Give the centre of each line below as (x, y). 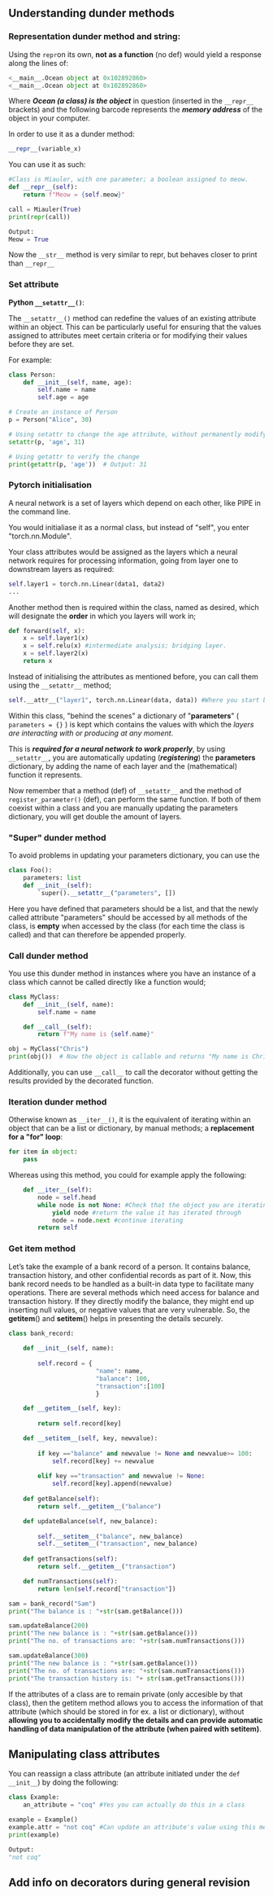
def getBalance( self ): (61, 1499)
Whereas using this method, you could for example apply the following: (128, 1175)
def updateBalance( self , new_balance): (91, 1521)
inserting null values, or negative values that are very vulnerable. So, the (129, 1310)
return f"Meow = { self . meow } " (74, 195)
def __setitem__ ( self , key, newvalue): (91, 1438)
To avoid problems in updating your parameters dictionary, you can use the (134, 855)
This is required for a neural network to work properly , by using (117, 749)
